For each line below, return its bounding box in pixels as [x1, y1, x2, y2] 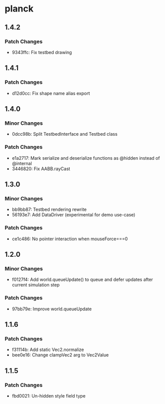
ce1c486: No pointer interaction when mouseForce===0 [11, 236, 128, 242]
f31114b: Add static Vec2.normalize [11, 346, 84, 353]
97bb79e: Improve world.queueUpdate [11, 306, 92, 312]
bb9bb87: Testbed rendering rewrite [11, 206, 87, 213]
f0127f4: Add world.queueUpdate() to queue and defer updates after [11, 276, 153, 283]
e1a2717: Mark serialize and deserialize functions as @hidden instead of [11, 155, 160, 161]
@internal [11, 160, 32, 166]
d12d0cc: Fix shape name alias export [11, 90, 90, 96]
